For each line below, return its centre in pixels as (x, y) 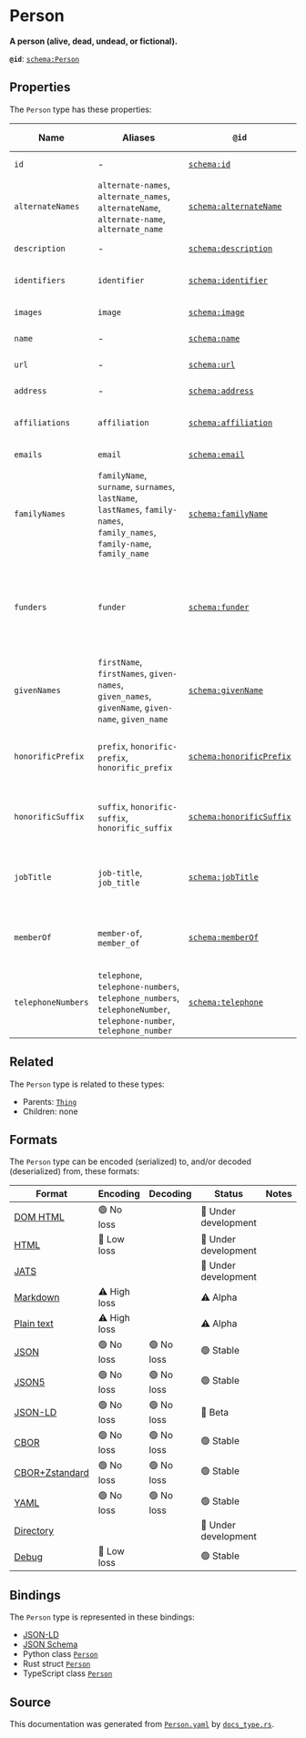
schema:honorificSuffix (240, 817)
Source (31, 1702)
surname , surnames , (136, 486)
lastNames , (120, 509)
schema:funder (219, 607)
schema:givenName (226, 690)
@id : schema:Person (45, 58)
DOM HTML (40, 1217)
